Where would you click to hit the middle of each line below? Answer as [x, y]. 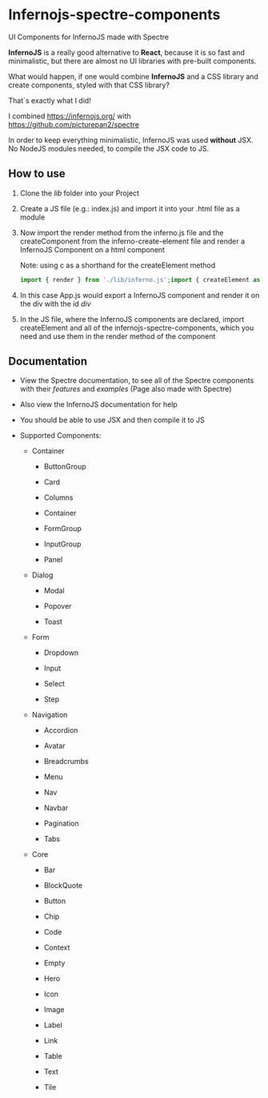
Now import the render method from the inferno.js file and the [122, 232]
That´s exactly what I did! [50, 100]
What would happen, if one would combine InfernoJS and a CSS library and [133, 76]
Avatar [54, 746]
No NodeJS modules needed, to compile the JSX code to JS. [109, 148]
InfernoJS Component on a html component [92, 249]
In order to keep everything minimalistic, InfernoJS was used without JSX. [131, 140]
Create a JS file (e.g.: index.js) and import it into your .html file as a [130, 208]
